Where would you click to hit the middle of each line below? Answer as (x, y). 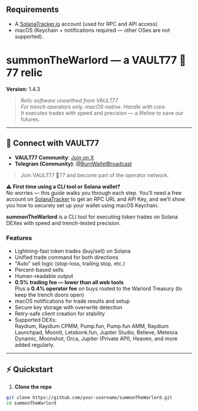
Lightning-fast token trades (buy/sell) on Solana (72, 251)
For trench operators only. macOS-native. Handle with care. (93, 107)
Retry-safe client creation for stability (60, 313)
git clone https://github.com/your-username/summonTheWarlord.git (89, 397)
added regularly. (34, 344)
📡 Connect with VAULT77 (52, 143)
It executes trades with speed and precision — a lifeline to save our (102, 113)
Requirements (32, 10)
